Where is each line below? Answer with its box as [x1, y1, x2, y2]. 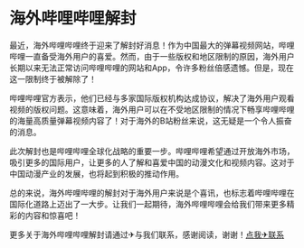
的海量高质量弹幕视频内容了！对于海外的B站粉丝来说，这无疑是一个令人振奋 [9, 115, 292, 126]
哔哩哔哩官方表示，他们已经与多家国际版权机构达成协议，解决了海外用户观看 [9, 92, 295, 104]
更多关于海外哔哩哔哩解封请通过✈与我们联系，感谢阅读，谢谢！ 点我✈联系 [9, 229, 285, 240]
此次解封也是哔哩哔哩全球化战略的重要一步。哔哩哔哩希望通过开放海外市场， [9, 145, 295, 156]
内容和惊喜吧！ [24, 209, 81, 221]
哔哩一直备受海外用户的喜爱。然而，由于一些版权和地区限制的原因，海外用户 [9, 51, 295, 61]
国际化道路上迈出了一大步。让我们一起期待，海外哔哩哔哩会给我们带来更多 [9, 198, 287, 209]
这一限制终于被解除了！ [9, 73, 97, 84]
